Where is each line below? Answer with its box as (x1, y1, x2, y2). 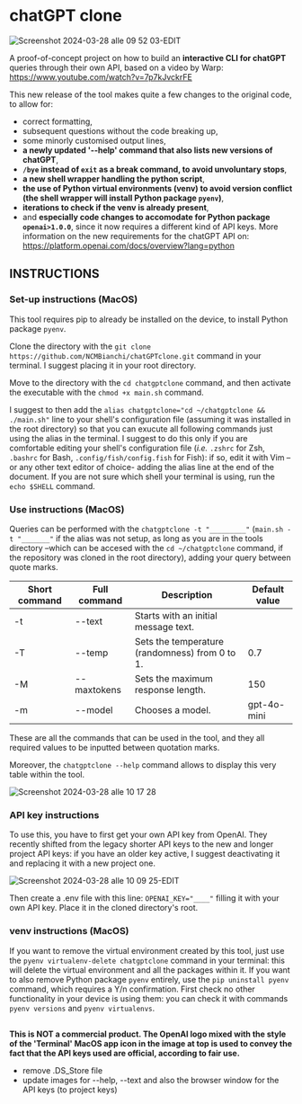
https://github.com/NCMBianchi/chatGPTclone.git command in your (9, 350, 262, 361)
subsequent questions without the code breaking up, (22, 125, 218, 136)
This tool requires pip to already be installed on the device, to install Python (9, 314, 289, 325)
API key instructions (9, 808, 100, 821)
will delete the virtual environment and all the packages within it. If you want (9, 964, 290, 975)
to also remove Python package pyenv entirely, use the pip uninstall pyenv (9, 974, 289, 984)
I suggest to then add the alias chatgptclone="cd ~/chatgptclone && (9, 404, 265, 414)
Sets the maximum (134, 672, 214, 684)
